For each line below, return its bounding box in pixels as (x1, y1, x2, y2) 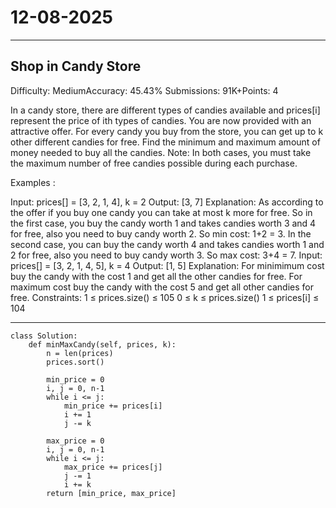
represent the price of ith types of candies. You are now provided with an (10, 114, 312, 126)
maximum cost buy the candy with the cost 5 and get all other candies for (10, 281, 314, 293)
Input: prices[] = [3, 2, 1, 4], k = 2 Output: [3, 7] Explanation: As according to (10, 196, 324, 208)
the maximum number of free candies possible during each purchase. (10, 157, 298, 169)
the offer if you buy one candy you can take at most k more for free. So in (10, 206, 313, 218)
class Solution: (10, 331, 78, 341)
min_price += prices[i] (63, 401, 163, 411)
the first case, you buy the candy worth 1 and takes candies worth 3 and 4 (10, 217, 317, 229)
